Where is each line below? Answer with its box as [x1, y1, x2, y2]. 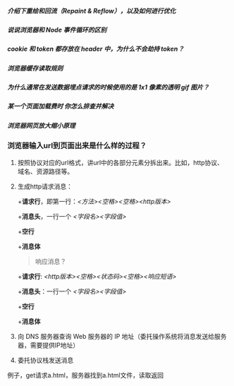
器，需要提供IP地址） [17, 341, 80, 349]
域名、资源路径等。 [17, 167, 74, 176]
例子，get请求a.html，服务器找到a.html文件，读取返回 [7, 370, 164, 379]
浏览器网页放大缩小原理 [7, 121, 75, 130]
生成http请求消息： [17, 182, 73, 191]
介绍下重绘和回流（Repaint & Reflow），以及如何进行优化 [7, 6, 176, 15]
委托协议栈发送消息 [17, 356, 74, 364]
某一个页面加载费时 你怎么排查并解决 [7, 102, 114, 111]
